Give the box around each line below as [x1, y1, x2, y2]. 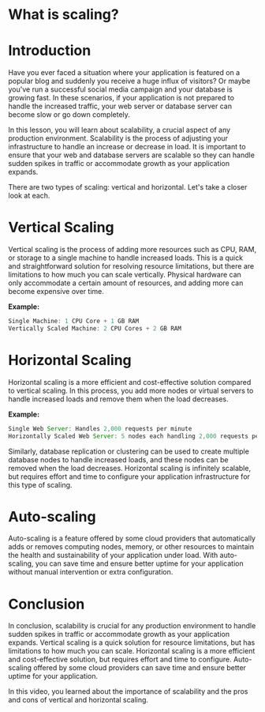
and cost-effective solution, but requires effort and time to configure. [8, 654, 233, 665]
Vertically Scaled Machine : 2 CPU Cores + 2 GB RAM [8, 324, 181, 333]
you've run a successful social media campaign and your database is [8, 85, 233, 94]
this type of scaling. [8, 480, 73, 489]
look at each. [8, 191, 50, 201]
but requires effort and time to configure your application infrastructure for [8, 472, 251, 481]
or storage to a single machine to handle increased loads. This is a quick [8, 253, 243, 262]
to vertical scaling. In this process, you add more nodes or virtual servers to [8, 386, 254, 395]
